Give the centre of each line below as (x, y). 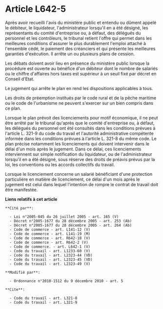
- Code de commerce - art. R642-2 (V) (49, 242)
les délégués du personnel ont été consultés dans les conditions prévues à (80, 128)
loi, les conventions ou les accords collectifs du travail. (60, 165)
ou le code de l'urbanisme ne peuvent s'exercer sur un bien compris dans (79, 103)
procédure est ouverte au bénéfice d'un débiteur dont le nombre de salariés (81, 68)
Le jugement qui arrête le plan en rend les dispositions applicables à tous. (79, 88)
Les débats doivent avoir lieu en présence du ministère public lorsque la (77, 63)
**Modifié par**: (23, 272)
